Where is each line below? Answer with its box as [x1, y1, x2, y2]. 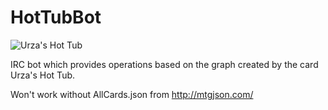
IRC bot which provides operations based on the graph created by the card [10, 58, 319, 70]
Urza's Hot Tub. [10, 69, 76, 81]
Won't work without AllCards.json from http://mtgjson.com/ [10, 88, 254, 100]
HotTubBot [10, 6, 102, 29]
